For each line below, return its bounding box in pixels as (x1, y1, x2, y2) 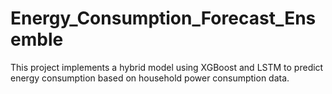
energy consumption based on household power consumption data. (10, 72, 290, 84)
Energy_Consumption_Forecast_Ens (10, 7, 317, 30)
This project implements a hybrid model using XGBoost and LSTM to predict (10, 61, 324, 73)
